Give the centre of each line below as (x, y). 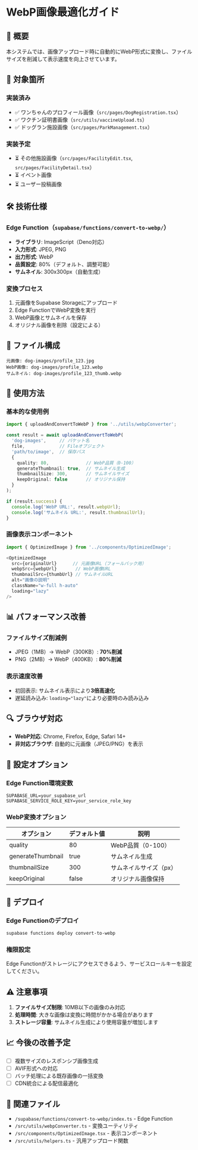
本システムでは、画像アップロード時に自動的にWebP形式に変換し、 (89, 52)
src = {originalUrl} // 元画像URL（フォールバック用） (79, 563)
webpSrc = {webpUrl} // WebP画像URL (61, 569)
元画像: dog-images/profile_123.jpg (50, 361)
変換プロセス (25, 289)
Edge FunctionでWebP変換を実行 (55, 310)
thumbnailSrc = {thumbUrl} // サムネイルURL (63, 575)
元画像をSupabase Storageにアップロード (66, 302)
